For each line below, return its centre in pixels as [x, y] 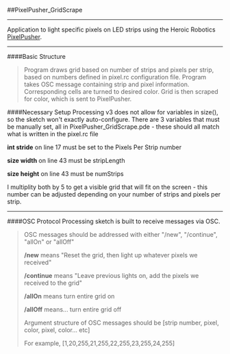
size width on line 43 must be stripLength [66, 161]
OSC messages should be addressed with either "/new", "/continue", [120, 235]
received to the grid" [53, 283]
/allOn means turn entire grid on [69, 296]
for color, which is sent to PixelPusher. [78, 99]
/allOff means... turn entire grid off [73, 309]
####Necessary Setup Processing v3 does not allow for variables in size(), [113, 112]
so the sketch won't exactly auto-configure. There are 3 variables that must [114, 119]
